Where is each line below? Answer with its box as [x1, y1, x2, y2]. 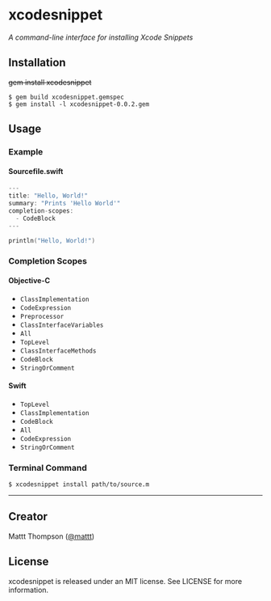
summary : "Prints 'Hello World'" [8, 200, 121, 208]
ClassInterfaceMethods [19, 346, 97, 355]
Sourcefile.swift [8, 166, 64, 176]
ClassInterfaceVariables [19, 321, 104, 329]
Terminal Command [8, 462, 87, 473]
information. [8, 585, 49, 595]
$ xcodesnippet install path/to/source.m [8, 480, 150, 489]
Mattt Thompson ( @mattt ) [8, 531, 95, 541]
